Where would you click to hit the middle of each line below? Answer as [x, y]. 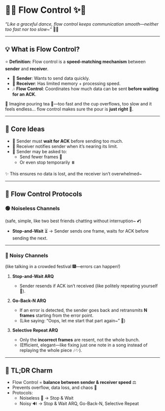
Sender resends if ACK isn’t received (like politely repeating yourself [89, 286]
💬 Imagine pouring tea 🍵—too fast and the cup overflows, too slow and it [79, 103]
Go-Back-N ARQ [29, 301]
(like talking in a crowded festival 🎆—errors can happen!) [63, 266]
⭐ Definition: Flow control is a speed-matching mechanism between [75, 62]
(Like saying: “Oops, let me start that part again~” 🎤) [72, 320]
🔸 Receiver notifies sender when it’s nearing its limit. [65, 146]
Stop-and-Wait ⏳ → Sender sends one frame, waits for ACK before [80, 231]
